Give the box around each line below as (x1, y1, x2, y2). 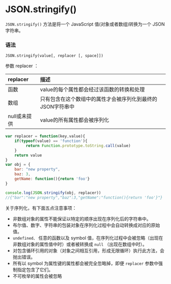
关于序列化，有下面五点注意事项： (5, 205, 77, 211)
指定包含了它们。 (17, 266, 53, 273)
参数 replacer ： (5, 63, 39, 69)
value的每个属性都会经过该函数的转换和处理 (40, 86, 145, 93)
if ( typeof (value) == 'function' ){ (14, 138, 88, 144)
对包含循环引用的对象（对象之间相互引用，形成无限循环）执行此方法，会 (12, 247, 164, 253)
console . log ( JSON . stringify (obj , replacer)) (5, 190, 101, 195)
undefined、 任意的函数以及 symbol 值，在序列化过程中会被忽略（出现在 (12, 235, 163, 241)
